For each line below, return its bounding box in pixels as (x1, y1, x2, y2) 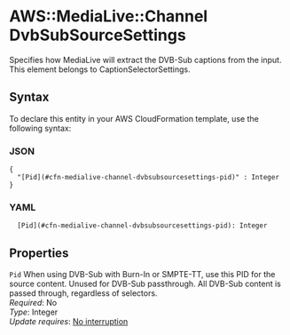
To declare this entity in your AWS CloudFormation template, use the (9, 113, 259, 124)
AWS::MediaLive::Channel (9, 6, 208, 27)
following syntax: (9, 123, 72, 133)
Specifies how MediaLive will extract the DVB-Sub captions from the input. (9, 54, 282, 65)
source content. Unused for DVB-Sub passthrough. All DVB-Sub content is (9, 278, 281, 290)
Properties (9, 245, 69, 260)
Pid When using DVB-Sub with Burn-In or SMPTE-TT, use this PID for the (9, 269, 276, 280)
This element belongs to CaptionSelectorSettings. (9, 64, 191, 75)
